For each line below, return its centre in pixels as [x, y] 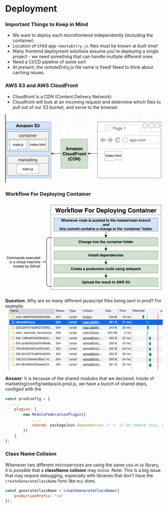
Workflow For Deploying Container [48, 194]
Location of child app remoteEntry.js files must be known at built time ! [85, 46]
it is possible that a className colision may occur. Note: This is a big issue [83, 470]
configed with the [23, 389]
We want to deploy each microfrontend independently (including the [83, 35]
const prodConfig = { [28, 399]
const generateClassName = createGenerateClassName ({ [62, 490]
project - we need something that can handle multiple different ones [82, 57]
